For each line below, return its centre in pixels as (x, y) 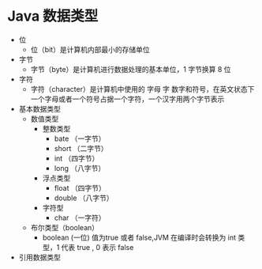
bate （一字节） (80, 138)
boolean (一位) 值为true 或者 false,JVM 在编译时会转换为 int (139, 237)
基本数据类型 (39, 108)
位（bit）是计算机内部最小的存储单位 (90, 49)
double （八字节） (84, 198)
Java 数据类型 (53, 16)
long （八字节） (80, 168)
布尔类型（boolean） (65, 227)
